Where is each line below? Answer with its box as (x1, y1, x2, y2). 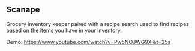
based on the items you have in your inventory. (6, 27, 122, 34)
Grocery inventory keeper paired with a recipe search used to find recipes (6, 20, 189, 27)
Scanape (6, 5, 40, 15)
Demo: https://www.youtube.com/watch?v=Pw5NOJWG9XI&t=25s (6, 38, 171, 45)
